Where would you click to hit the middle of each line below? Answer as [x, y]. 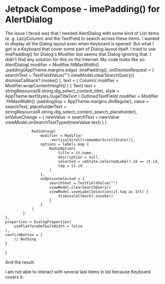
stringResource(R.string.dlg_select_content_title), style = [62, 91]
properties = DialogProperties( [38, 222]
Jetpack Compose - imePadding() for [82, 9]
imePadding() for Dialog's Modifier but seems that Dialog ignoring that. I [78, 54]
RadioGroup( [44, 131]
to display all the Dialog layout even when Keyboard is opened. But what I [80, 43]
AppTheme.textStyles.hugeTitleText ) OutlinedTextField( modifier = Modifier [82, 96]
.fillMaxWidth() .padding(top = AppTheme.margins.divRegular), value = [77, 101]
